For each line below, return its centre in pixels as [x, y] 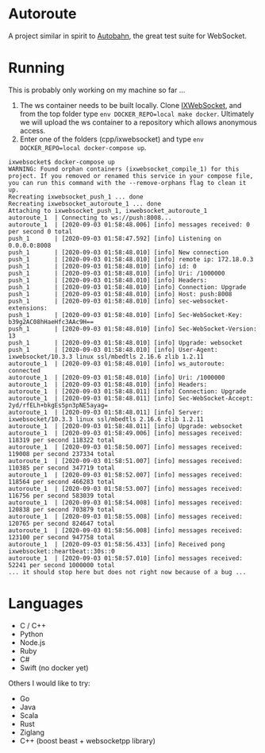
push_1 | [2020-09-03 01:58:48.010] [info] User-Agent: [113, 349]
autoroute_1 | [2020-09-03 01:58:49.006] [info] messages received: [126, 433]
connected [25, 370]
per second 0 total [40, 231]
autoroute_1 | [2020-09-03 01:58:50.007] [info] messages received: [126, 447]
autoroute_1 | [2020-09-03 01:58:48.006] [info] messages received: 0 [129, 224]
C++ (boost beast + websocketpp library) [88, 740]
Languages [46, 604]
